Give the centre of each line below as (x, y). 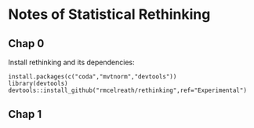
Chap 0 (26, 44)
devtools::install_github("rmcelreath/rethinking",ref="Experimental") (127, 90)
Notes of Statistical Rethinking (109, 15)
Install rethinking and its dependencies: (71, 62)
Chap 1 (25, 114)
